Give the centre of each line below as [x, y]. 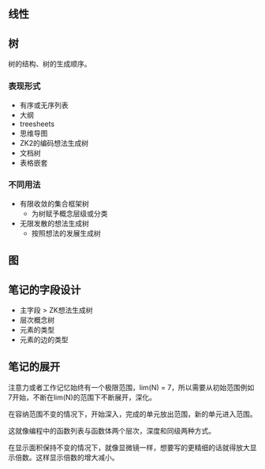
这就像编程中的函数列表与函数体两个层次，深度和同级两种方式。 [112, 430]
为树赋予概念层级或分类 [69, 213]
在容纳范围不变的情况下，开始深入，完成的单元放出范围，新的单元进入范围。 [132, 414]
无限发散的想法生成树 [54, 223]
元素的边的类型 [44, 340]
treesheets [37, 124]
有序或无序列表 [44, 105]
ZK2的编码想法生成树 [54, 143]
